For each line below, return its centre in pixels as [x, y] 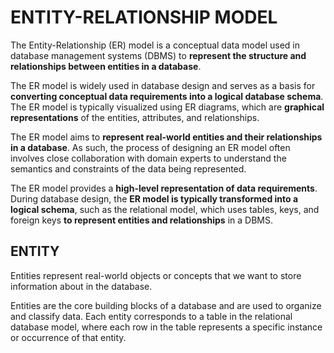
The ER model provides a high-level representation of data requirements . [164, 188]
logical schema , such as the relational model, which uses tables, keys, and [165, 209]
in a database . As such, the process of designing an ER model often [150, 147]
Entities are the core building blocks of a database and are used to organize [166, 305]
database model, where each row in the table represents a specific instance [166, 327]
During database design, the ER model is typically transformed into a [154, 198]
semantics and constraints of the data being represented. [128, 168]
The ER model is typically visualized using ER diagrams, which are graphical [167, 107]
